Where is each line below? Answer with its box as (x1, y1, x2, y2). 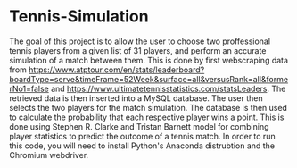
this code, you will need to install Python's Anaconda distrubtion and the (9, 140, 275, 151)
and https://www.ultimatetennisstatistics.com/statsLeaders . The (50, 83, 286, 94)
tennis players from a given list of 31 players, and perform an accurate (9, 45, 267, 55)
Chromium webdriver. (9, 149, 89, 160)
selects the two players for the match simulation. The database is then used (9, 102, 288, 113)
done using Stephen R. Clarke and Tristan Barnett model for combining (9, 121, 269, 131)
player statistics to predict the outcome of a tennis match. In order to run (9, 130, 276, 141)
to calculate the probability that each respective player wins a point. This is (9, 112, 285, 122)
